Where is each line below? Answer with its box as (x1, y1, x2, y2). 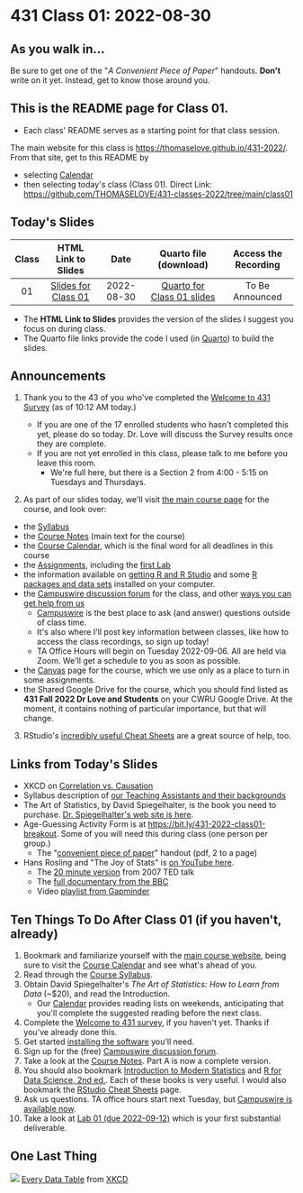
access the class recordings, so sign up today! (36, 637, 209, 647)
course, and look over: (22, 504, 107, 515)
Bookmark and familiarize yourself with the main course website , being (22, 950, 287, 961)
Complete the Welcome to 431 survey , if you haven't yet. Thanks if (22, 1017, 270, 1028)
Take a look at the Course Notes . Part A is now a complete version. (22, 1056, 272, 1067)
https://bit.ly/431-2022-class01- (147, 819, 266, 830)
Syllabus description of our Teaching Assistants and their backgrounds (22, 790, 287, 801)
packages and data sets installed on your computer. (22, 579, 216, 590)
